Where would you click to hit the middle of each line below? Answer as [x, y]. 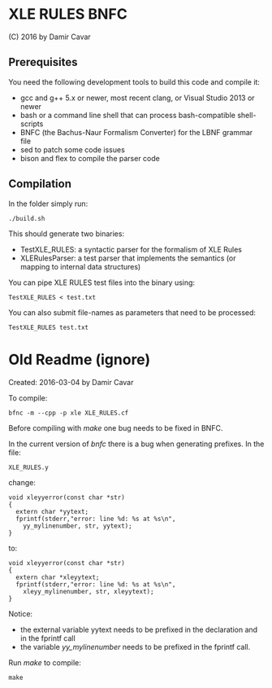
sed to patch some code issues [73, 149]
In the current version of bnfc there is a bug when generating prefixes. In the [136, 444]
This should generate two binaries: [66, 234]
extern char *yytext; [52, 511]
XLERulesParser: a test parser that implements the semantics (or [128, 258]
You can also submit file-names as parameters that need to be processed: [132, 312]
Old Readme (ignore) [80, 359]
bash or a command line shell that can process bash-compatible [127, 115]
